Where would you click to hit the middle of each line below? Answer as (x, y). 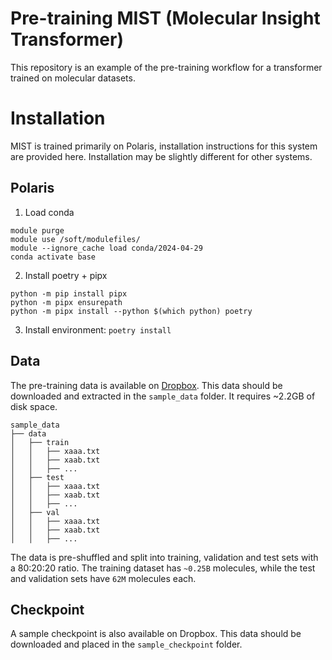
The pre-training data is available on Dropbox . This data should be (146, 385)
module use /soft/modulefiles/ (75, 239)
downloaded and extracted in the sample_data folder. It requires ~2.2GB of (163, 396)
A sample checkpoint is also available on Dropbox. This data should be (156, 634)
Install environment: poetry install (98, 329)
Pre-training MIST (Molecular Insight (165, 18)
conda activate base (53, 257)
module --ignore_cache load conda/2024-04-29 (106, 248)
